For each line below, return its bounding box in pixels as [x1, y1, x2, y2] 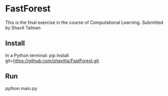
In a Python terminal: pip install [5, 52, 69, 58]
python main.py [5, 85, 38, 91]
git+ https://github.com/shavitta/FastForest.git [5, 58, 99, 64]
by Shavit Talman [5, 24, 41, 30]
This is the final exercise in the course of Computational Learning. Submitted [5, 19, 163, 25]
